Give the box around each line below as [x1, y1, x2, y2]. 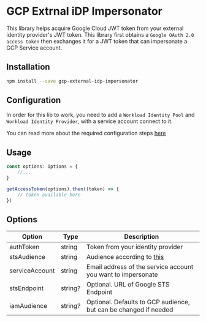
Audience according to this [86, 253, 164, 261]
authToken [9, 243, 40, 252]
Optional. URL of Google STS [86, 280, 170, 289]
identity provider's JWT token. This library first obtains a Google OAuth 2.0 [6, 31, 194, 38]
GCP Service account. [6, 44, 63, 51]
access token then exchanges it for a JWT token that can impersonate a [6, 37, 188, 45]
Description [124, 233, 159, 241]
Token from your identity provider [86, 243, 183, 252]
